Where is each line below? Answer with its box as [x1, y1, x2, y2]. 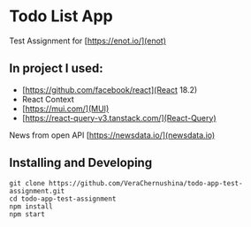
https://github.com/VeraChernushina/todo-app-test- [48, 178, 243, 187]
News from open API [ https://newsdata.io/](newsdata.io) [9, 130, 216, 140]
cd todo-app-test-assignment [9, 194, 117, 203]
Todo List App [9, 6, 113, 26]
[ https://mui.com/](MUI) [21, 103, 110, 114]
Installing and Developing [9, 155, 153, 170]
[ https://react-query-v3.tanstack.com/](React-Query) [21, 112, 217, 123]
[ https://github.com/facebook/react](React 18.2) [21, 84, 198, 95]
